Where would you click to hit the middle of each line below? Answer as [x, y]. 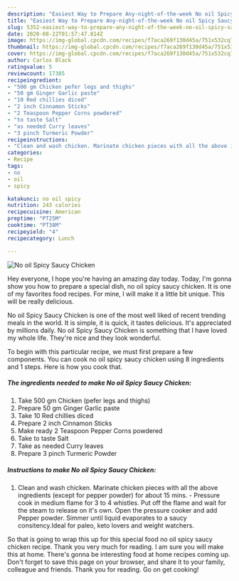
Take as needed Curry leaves [60, 446]
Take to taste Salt [43, 439]
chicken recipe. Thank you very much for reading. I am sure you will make [116, 547]
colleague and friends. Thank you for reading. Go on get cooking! [103, 570]
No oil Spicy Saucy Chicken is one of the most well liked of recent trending [117, 315]
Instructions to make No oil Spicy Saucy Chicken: [82, 470]
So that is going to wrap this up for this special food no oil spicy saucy [110, 539]
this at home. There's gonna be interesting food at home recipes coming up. [119, 555]
